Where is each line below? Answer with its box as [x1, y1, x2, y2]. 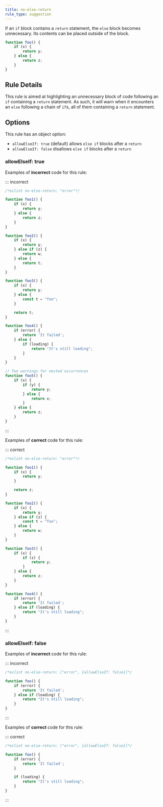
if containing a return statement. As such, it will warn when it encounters [5, 99, 154, 105]
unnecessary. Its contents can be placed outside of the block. [5, 30, 130, 36]
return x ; [31, 396, 51, 401]
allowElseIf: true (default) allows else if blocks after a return [12, 141, 142, 147]
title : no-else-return [5, 7, 51, 12]
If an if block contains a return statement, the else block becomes [5, 25, 141, 31]
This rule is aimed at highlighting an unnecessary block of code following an [5, 94, 159, 99]
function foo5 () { [5, 373, 43, 379]
